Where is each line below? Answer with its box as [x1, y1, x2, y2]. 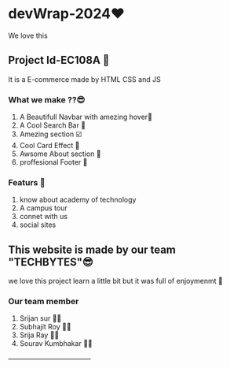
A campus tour [19, 203, 68, 213]
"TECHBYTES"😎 [8, 255, 94, 269]
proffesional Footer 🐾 [19, 158, 88, 167]
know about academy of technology [19, 195, 137, 205]
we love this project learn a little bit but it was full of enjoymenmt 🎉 [8, 277, 224, 286]
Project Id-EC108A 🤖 [8, 54, 110, 67]
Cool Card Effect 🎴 [19, 141, 80, 151]
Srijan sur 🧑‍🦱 [19, 314, 62, 323]
